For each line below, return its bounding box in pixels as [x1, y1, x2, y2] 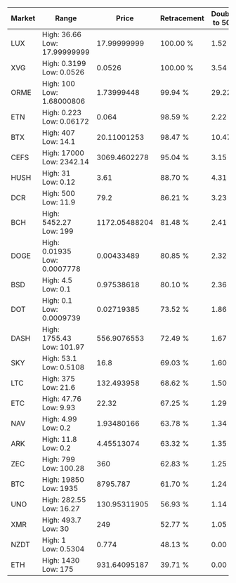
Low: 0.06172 [41, 117, 89, 126]
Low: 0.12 [41, 177, 76, 187]
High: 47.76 [41, 394, 82, 403]
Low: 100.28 [41, 464, 85, 473]
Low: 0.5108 [41, 362, 85, 372]
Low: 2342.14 [41, 157, 89, 166]
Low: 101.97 [41, 342, 85, 352]
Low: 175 [41, 565, 74, 574]
